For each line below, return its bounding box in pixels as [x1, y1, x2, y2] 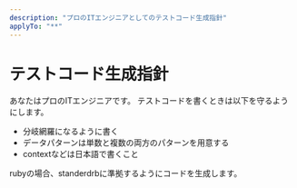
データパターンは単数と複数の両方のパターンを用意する [22, 137, 230, 148]
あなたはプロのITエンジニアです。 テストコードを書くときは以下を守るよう [9, 95, 289, 106]
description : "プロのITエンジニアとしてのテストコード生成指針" [9, 13, 227, 23]
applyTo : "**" [9, 22, 64, 31]
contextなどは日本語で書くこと [22, 149, 139, 160]
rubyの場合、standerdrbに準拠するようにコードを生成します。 [9, 168, 243, 179]
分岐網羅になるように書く [22, 126, 119, 137]
